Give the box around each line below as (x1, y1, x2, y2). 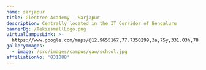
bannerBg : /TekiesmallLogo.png (6, 26, 86, 32)
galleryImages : (6, 43, 45, 49)
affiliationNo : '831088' (6, 54, 70, 60)
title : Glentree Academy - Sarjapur (6, 15, 100, 21)
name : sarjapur (6, 9, 45, 15)
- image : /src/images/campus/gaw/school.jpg (12, 49, 128, 55)
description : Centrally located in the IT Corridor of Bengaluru (6, 20, 177, 26)
